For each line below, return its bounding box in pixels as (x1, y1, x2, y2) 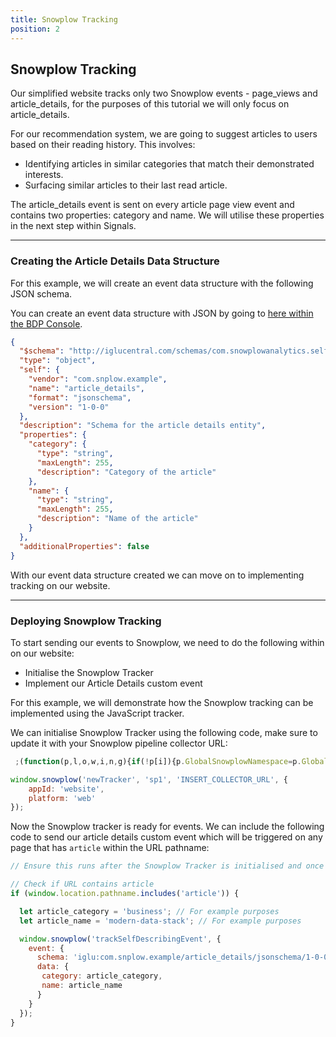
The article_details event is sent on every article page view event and (10, 199, 295, 211)
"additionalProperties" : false (19, 541, 150, 551)
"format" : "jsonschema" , (28, 392, 132, 403)
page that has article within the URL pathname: (10, 842, 210, 854)
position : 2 (10, 24, 60, 34)
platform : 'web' (28, 793, 97, 803)
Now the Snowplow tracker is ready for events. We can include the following (10, 821, 325, 833)
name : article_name (41, 981, 123, 991)
